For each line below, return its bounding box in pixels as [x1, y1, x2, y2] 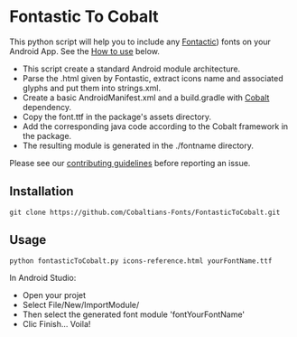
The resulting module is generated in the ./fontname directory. [22, 140, 255, 151]
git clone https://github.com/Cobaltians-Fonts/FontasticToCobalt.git [9, 208, 281, 217]
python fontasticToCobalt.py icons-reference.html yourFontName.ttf [9, 256, 273, 266]
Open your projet [22, 289, 87, 300]
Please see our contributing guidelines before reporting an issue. [9, 157, 251, 168]
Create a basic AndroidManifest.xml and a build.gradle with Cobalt [22, 92, 270, 103]
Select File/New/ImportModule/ [22, 299, 140, 310]
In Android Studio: [9, 272, 77, 283]
